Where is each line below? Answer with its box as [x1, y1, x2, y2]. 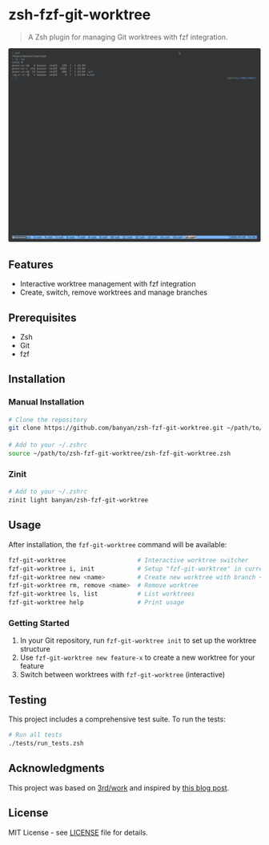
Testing [8, 693, 47, 707]
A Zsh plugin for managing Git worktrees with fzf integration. [27, 32, 228, 42]
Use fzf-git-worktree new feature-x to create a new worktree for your [19, 652, 255, 663]
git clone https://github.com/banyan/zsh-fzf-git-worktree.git [8, 424, 224, 433]
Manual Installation [8, 396, 85, 408]
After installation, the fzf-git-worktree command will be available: [8, 539, 227, 549]
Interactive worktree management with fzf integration [19, 279, 196, 289]
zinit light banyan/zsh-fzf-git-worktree [8, 496, 149, 505]
